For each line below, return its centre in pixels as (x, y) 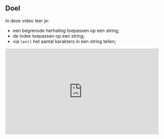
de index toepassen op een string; (49, 36)
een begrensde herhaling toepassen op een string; (66, 31)
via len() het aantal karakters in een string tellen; (64, 41)
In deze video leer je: (27, 20)
